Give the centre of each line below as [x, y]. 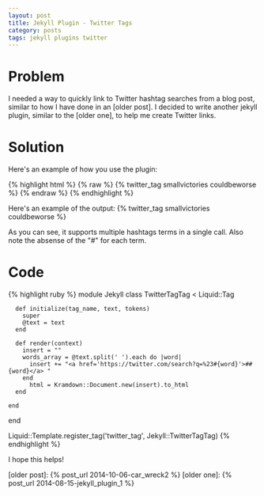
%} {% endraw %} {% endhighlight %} [71, 193]
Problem [36, 77]
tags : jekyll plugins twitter [58, 38]
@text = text [44, 323]
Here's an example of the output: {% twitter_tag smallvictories [109, 208]
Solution [36, 148]
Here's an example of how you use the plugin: [83, 169]
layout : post [30, 15]
